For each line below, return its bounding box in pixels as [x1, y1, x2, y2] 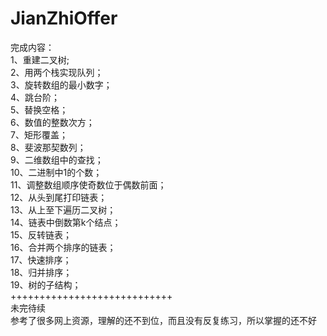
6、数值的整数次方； [10, 116, 95, 128]
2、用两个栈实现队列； [10, 66, 104, 78]
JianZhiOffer [10, 7, 118, 30]
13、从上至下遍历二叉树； [10, 203, 117, 216]
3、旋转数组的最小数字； [10, 78, 113, 91]
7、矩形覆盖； [10, 128, 68, 141]
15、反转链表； [10, 228, 72, 241]
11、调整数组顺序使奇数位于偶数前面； [10, 178, 167, 191]
